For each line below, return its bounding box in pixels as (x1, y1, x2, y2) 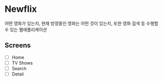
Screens (4, 41, 31, 50)
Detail (11, 71, 24, 77)
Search (11, 65, 27, 71)
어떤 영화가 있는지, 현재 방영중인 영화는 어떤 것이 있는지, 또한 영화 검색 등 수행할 (4, 20, 159, 26)
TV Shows (11, 60, 33, 66)
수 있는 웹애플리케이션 (4, 26, 47, 33)
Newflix (4, 3, 38, 15)
